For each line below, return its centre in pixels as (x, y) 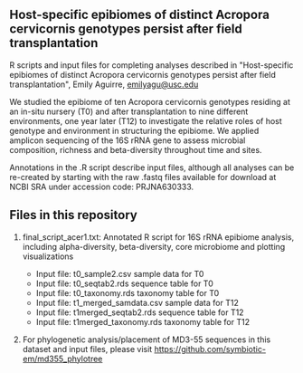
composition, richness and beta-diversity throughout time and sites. (136, 149)
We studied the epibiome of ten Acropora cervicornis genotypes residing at (150, 101)
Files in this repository (73, 215)
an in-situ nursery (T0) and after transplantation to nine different (129, 111)
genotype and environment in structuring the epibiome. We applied (134, 130)
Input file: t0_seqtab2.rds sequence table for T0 (125, 283)
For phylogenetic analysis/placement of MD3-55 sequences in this (147, 340)
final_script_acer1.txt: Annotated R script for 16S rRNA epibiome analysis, (158, 237)
